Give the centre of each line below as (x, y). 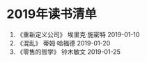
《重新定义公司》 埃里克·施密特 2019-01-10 (78, 34)
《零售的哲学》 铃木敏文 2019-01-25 (69, 52)
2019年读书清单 (52, 14)
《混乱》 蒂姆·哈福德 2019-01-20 (63, 43)
